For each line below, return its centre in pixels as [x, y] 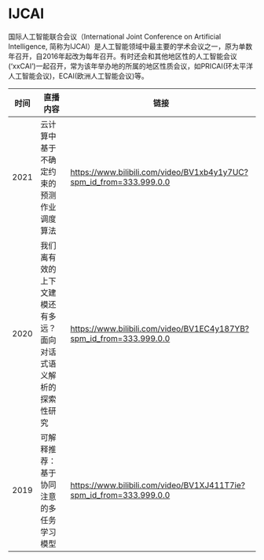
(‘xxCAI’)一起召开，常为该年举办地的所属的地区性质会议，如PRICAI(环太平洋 [131, 66]
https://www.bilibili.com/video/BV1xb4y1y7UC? [159, 172]
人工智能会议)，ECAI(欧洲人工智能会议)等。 [79, 76]
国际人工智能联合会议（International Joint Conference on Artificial [115, 36]
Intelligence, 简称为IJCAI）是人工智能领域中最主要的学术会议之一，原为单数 [130, 46]
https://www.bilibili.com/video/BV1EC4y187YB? [160, 328]
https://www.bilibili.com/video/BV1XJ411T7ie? [158, 485]
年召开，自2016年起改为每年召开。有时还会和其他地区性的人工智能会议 [123, 56]
